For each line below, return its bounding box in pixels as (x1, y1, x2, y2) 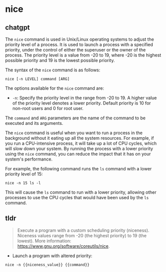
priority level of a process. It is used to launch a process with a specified (5, 42, 154, 48)
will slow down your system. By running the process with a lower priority (5, 146, 154, 152)
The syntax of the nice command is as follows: (5, 67, 101, 73)
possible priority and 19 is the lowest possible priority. (5, 57, 115, 63)
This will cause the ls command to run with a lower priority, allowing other (5, 189, 157, 195)
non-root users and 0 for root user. (12, 106, 84, 111)
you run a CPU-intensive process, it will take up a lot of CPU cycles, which (5, 140, 157, 146)
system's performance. (5, 156, 53, 162)
